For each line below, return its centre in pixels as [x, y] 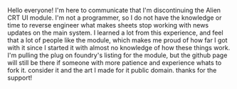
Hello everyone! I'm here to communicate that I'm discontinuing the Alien [114, 10]
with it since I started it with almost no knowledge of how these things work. [119, 48]
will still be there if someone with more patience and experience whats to [115, 63]
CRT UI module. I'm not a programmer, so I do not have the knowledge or [115, 18]
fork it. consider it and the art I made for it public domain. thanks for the [112, 70]
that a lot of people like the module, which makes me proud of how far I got [117, 40]
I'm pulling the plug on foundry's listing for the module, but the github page [117, 55]
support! [20, 78]
